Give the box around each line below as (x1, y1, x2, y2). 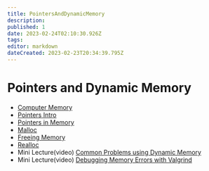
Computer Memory (17, 103, 73, 111)
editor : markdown (7, 43, 58, 50)
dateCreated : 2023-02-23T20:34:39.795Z (7, 50, 124, 57)
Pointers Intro (17, 110, 57, 119)
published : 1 (7, 23, 46, 30)
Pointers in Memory (17, 118, 75, 127)
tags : (7, 37, 23, 44)
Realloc (17, 140, 39, 148)
